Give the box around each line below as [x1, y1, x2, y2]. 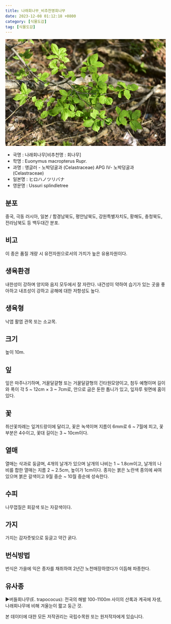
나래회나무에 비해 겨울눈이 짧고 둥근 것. [5, 603, 83, 609]
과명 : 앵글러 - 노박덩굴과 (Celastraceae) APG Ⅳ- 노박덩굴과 [12, 164, 134, 170]
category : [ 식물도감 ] [5, 19, 47, 24]
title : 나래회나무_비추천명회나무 [5, 8, 66, 13]
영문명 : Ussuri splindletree [12, 183, 69, 189]
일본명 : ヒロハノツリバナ [12, 176, 65, 183]
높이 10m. [5, 349, 25, 355]
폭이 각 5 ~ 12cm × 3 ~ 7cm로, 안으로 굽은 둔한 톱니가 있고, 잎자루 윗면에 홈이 [10, 387, 166, 393]
